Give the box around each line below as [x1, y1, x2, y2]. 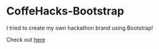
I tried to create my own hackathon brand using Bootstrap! [6, 24, 153, 31]
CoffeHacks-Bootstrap [6, 4, 124, 18]
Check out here [6, 36, 46, 43]
